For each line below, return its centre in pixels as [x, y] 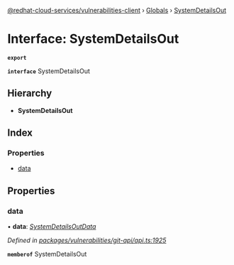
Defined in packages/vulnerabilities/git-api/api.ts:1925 [87, 240]
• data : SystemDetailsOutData [52, 227]
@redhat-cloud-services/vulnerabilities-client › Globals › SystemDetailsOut [117, 10]
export [17, 58]
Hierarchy [30, 93]
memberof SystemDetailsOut [47, 254]
